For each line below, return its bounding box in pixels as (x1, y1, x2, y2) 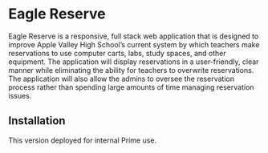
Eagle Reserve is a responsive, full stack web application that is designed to (8, 31, 259, 41)
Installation (8, 114, 66, 128)
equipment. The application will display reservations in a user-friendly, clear (8, 57, 259, 66)
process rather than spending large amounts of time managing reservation (8, 82, 254, 92)
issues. (8, 91, 32, 100)
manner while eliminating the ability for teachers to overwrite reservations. (8, 65, 254, 74)
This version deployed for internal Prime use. (8, 135, 157, 145)
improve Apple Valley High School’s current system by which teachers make (8, 39, 260, 49)
